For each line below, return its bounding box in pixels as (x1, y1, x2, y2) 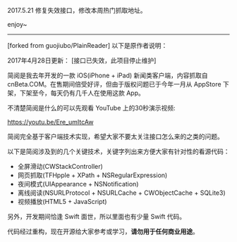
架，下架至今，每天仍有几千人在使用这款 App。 (7, 89, 145, 97)
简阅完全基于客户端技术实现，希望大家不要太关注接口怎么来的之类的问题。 (7, 132, 224, 141)
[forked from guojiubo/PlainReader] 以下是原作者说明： (7, 42, 168, 49)
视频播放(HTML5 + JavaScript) (17, 198, 107, 205)
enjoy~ (7, 20, 28, 28)
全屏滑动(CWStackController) (17, 163, 104, 170)
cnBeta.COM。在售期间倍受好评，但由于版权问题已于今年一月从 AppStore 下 (7, 80, 229, 88)
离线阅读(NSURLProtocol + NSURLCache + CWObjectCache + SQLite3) (17, 189, 226, 197)
